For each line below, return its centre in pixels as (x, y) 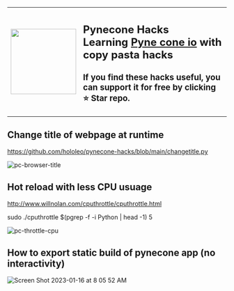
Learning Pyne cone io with (153, 42)
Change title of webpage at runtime (86, 135)
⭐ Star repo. (107, 98)
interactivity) (36, 264)
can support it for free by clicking (149, 87)
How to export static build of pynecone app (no (111, 252)
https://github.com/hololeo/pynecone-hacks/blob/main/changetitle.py (108, 152)
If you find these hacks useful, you (152, 77)
